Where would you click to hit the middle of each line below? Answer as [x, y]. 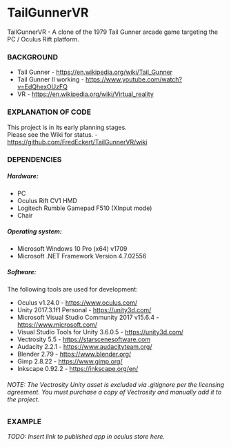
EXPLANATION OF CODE [49, 112]
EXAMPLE [24, 421]
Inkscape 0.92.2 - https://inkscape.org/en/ [78, 369]
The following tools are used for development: [72, 289]
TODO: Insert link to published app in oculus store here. [86, 436]
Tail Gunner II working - [50, 79]
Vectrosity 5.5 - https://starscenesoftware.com [83, 339]
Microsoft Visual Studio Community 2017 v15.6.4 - [88, 317]
